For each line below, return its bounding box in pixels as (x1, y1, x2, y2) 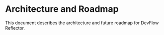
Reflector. (5, 25, 25, 31)
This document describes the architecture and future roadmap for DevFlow (5, 20, 159, 26)
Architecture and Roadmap (5, 3, 119, 15)
